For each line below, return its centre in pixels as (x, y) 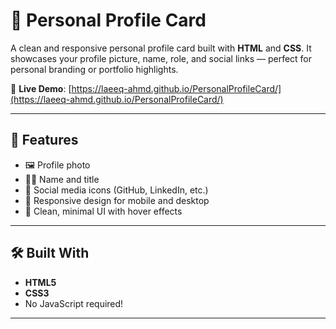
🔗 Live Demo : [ (41, 88)
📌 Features (44, 140)
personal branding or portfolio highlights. (94, 69)
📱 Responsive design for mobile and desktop (117, 200)
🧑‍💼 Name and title (62, 179)
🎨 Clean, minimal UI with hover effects (103, 211)
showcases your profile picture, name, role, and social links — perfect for (161, 58)
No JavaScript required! (74, 303)
